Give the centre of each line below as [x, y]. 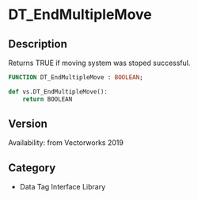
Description [38, 44]
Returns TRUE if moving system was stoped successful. [99, 63]
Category [32, 168]
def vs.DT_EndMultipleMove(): [58, 92]
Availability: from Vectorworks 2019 [66, 143]
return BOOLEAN [48, 99]
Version [28, 124]
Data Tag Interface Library [63, 187]
